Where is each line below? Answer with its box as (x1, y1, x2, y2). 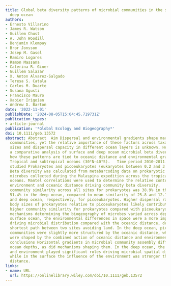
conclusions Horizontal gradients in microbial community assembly (10, 240, 156, 245)
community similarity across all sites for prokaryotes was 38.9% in (10, 188, 160, 193)
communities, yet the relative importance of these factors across (10, 140, 156, 145)
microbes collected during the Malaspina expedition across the (10, 173, 149, 178)
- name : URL (5, 268, 31, 273)
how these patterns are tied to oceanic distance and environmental (10, 154, 158, 160)
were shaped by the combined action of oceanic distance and (10, 235, 142, 240)
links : (5, 264, 19, 269)
